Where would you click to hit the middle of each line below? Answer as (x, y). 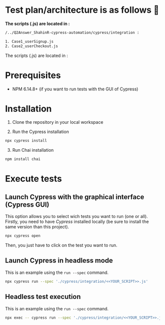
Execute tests (34, 179)
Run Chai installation (33, 150)
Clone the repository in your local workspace (58, 122)
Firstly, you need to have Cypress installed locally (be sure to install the (77, 222)
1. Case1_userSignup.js (29, 41)
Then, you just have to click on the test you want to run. (61, 245)
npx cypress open (23, 236)
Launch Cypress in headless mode (59, 260)
